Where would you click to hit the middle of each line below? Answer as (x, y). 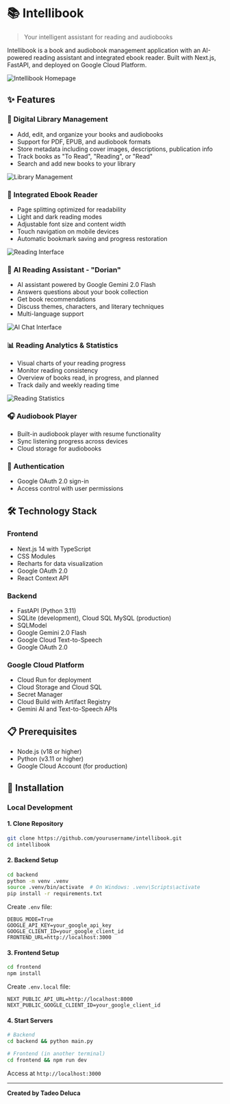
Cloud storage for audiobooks (59, 448)
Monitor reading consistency (57, 370)
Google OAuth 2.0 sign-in (53, 481)
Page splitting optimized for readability (72, 209)
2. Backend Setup (33, 860)
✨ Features (31, 100)
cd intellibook (29, 844)
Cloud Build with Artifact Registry (64, 702)
